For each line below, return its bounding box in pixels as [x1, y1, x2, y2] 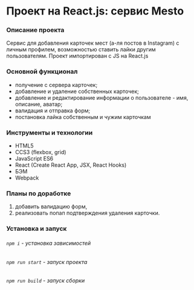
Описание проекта [6, 26, 65, 34]
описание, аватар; [15, 100, 63, 108]
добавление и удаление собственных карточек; [15, 88, 139, 95]
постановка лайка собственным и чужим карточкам [15, 113, 151, 120]
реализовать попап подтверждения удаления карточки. [15, 210, 160, 217]
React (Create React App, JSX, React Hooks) [15, 161, 127, 169]
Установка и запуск [6, 225, 67, 233]
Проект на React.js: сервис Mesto [6, 4, 184, 18]
